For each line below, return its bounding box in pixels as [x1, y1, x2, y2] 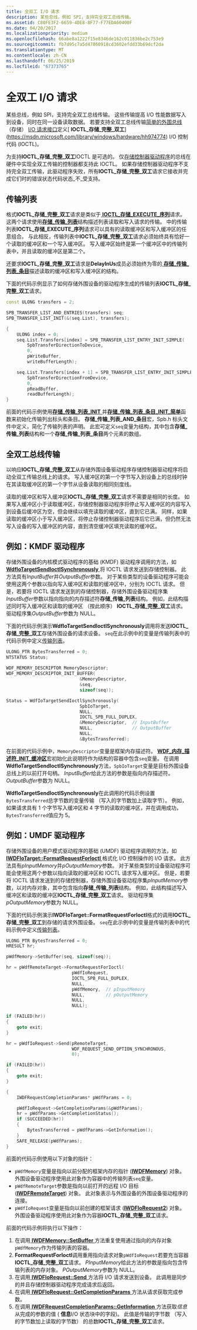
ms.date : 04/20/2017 [6, 25, 57, 31]
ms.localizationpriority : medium [6, 31, 88, 37]
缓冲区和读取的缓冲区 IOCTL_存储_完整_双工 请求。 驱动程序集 [6, 891, 154, 898]
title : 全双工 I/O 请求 [6, 8, 60, 15]
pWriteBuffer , [27, 353, 62, 359]
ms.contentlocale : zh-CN [6, 52, 67, 58]
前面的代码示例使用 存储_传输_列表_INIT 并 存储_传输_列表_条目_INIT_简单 [6, 408, 181, 415]
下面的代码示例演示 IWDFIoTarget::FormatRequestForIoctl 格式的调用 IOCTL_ [6, 911, 191, 918]
